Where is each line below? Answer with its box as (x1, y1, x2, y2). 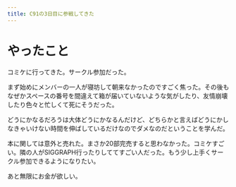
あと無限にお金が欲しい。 (7, 171, 82, 180)
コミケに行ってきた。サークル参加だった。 (7, 68, 130, 76)
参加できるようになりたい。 (19, 157, 100, 165)
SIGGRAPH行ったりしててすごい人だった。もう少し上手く (44, 147, 211, 156)
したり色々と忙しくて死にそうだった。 (7, 100, 118, 109)
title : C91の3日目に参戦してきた (7, 10, 94, 18)
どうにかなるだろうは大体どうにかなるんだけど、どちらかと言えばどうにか (7, 115, 223, 123)
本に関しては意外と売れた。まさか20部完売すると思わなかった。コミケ (7, 139, 213, 147)
